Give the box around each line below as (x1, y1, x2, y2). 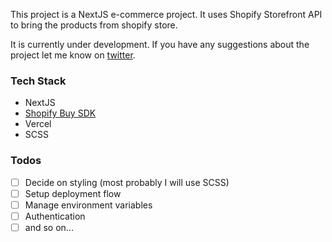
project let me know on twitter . (10, 49, 136, 61)
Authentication (24, 210, 86, 222)
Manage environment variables (24, 199, 153, 211)
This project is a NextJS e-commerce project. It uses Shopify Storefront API (10, 9, 323, 20)
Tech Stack (10, 74, 67, 88)
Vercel (24, 118, 52, 130)
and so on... (24, 221, 74, 233)
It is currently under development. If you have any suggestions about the (10, 39, 310, 50)
